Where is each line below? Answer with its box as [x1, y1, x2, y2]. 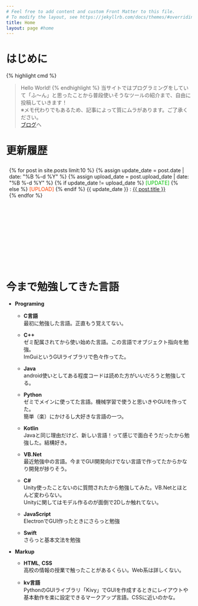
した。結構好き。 [28, 439, 70, 446]
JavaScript [23, 511, 51, 518]
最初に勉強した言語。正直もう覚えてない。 [23, 320, 127, 327]
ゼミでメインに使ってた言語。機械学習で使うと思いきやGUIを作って [23, 398, 187, 406]
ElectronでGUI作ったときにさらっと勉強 [23, 518, 120, 525]
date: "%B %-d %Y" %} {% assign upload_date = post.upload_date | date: [9, 173, 189, 180]
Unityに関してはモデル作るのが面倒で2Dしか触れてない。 [23, 499, 162, 506]
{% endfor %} [9, 192, 43, 199]
